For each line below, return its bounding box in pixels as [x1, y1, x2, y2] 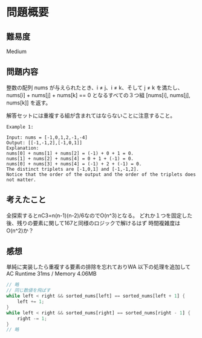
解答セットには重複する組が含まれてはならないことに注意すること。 [6, 112, 176, 119]
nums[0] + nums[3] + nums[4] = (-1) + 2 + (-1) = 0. [6, 161, 142, 167]
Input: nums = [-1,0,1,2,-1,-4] [6, 134, 88, 141]
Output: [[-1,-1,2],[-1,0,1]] [6, 139, 83, 145]
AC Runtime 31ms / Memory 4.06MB [6, 270, 97, 278]
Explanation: [6, 145, 39, 151]
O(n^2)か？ [6, 227, 34, 234]
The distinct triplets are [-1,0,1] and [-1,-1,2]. [6, 166, 139, 172]
